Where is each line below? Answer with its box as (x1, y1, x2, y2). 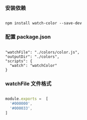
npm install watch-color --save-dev (5, 21, 82, 26)
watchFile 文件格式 (5, 80, 52, 87)
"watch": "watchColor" (10, 63, 57, 68)
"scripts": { (5, 58, 33, 64)
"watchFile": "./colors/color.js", (5, 50, 80, 55)
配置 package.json (5, 33, 51, 41)
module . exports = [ (5, 96, 49, 101)
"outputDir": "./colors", (5, 54, 59, 59)
